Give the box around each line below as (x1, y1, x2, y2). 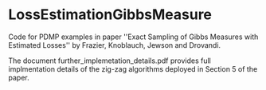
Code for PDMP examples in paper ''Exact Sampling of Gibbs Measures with (8, 32, 259, 41)
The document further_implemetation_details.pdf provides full (8, 56, 211, 65)
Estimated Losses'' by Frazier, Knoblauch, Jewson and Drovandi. (8, 40, 221, 49)
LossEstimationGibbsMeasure (8, 6, 213, 24)
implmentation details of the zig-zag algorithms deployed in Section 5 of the (8, 64, 258, 73)
